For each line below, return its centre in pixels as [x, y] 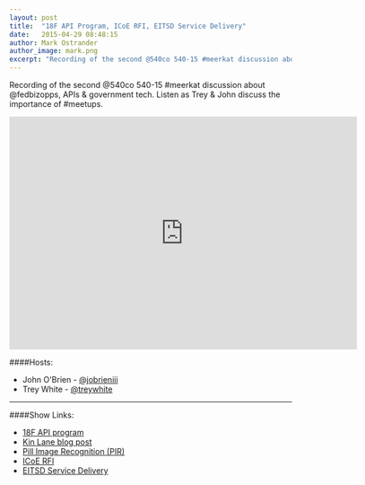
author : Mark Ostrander [54, 43]
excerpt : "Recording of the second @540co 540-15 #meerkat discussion [144, 59]
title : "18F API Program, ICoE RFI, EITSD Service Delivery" [128, 26]
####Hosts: [31, 362]
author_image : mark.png [54, 51]
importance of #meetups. [56, 104]
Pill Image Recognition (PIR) [74, 451]
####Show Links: [42, 415]
